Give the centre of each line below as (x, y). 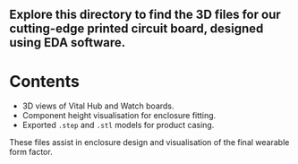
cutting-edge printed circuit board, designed (136, 29)
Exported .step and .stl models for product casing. (118, 125)
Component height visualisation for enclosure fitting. (119, 116)
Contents (45, 81)
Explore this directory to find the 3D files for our (145, 15)
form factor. (31, 152)
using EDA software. (68, 43)
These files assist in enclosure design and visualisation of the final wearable (149, 142)
